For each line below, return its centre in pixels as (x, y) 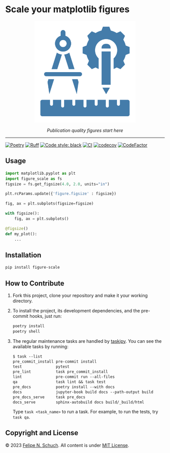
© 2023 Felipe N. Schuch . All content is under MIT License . (67, 445)
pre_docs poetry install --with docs (63, 387)
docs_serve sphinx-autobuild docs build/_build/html (78, 402)
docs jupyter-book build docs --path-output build (83, 392)
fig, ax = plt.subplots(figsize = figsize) (50, 204)
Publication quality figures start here (85, 130)
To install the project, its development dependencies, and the (76, 311)
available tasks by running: (40, 346)
